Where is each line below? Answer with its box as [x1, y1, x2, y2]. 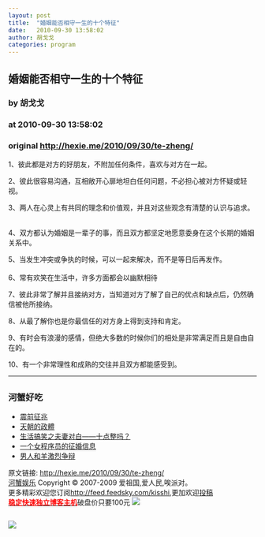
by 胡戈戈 [8, 98, 45, 109]
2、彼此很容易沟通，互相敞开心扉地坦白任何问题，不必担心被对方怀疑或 [8, 176, 241, 185]
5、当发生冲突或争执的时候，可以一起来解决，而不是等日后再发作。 [8, 254, 227, 264]
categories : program [8, 41, 77, 49]
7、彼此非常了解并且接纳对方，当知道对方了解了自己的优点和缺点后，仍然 [8, 289, 247, 299]
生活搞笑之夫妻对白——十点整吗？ [19, 431, 131, 442]
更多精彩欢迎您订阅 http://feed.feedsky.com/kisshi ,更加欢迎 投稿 [8, 488, 214, 498]
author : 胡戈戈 [8, 33, 54, 42]
